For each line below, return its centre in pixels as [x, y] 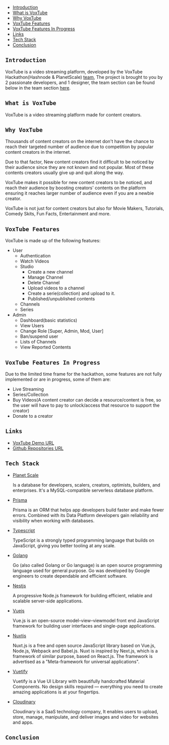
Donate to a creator [33, 416]
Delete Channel [44, 283]
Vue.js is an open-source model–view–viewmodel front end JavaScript [86, 620]
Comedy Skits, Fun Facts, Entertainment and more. [58, 214]
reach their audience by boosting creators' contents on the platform [76, 188]
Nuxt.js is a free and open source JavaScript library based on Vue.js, [84, 645]
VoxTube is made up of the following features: [53, 241]
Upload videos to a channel [56, 288]
